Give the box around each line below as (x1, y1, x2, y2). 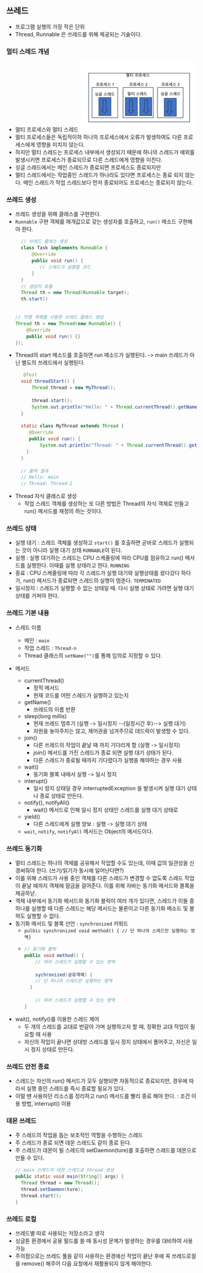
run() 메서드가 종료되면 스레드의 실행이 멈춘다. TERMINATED (23, 577, 161, 584)
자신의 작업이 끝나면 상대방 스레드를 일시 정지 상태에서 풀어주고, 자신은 (24, 1038, 191, 1045)
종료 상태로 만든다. (39, 792, 84, 799)
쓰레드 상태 (6, 524, 37, 532)
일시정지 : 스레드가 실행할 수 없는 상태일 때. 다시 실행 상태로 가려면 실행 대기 (15, 585, 195, 592)
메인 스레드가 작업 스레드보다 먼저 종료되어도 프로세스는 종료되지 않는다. (23, 179, 193, 186)
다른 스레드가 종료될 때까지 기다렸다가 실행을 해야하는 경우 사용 (33, 756, 182, 764)
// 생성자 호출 (21, 283, 53, 289)
